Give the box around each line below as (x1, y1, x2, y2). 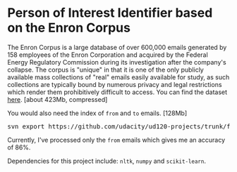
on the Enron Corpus (7, 20, 130, 36)
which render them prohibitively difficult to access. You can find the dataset (7, 88, 228, 96)
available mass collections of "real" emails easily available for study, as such (7, 72, 230, 81)
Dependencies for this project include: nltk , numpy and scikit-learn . (7, 157, 207, 165)
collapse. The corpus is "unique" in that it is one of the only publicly (7, 65, 205, 74)
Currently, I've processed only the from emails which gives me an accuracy (7, 135, 226, 144)
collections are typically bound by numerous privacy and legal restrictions (7, 80, 222, 88)
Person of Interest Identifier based (7, 5, 213, 21)
